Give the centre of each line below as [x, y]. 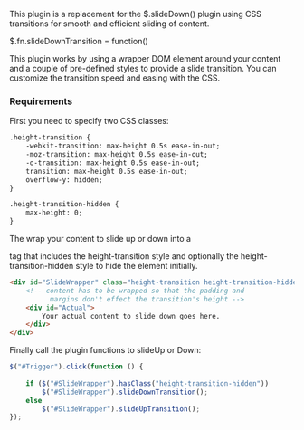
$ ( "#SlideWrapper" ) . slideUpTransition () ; [121, 409]
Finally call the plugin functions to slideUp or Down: [105, 350]
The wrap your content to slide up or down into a [100, 239]
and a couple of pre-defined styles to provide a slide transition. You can [143, 68]
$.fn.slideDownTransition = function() [79, 41]
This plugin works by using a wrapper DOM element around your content [145, 58]
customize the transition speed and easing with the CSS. [115, 78]
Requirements [41, 101]
